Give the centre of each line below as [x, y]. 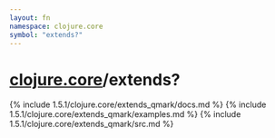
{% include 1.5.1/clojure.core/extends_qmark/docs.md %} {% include [138, 104]
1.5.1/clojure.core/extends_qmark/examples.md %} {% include [125, 114]
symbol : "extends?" [46, 34]
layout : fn [30, 18]
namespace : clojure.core [56, 26]
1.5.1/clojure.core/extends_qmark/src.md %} [92, 124]
